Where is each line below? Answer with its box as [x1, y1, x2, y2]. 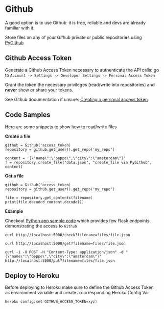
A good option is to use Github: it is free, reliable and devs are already [5, 20, 146, 26]
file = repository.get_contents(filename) [5, 195, 93, 200]
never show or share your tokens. [5, 87, 73, 93]
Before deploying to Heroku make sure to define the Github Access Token [5, 284, 154, 290]
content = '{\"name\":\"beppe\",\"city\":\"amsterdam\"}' [5, 156, 126, 161]
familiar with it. [5, 25, 35, 30]
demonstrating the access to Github [5, 223, 77, 229]
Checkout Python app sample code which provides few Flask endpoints [5, 218, 150, 224]
